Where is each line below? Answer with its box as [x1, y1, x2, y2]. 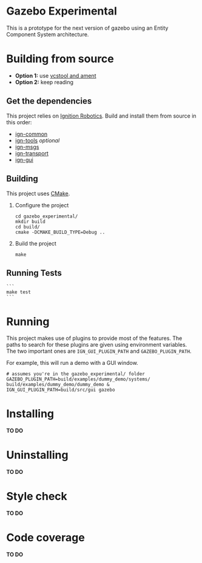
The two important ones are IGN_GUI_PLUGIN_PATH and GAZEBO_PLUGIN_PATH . [6, 347, 192, 355]
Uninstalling [6, 448, 69, 462]
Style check [6, 490, 68, 504]
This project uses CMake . [6, 190, 70, 197]
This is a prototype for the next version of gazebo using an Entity [6, 24, 169, 32]
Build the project [15, 239, 56, 247]
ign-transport [15, 150, 49, 157]
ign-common [15, 130, 48, 138]
